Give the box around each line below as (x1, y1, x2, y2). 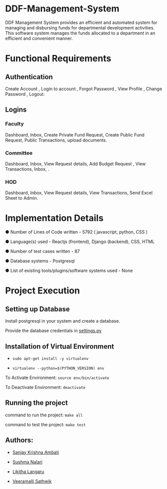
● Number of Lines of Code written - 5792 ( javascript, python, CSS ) (5, 229, 148, 235)
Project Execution (5, 285, 80, 296)
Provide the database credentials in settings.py (5, 328, 102, 334)
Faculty (5, 121, 24, 127)
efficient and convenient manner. (5, 35, 73, 41)
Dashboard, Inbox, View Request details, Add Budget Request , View (5, 160, 146, 167)
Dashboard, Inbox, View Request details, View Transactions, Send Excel (5, 190, 153, 196)
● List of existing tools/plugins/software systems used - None (5, 267, 133, 274)
